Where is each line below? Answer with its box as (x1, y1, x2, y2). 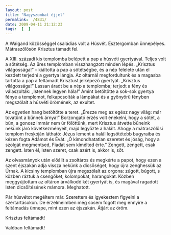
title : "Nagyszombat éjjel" (5, 12, 65, 17)
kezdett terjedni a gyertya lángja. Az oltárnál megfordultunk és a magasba (5, 72, 161, 78)
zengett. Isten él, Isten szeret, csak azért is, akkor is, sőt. (5, 147, 125, 153)
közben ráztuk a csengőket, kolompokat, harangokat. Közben (5, 173, 134, 179)
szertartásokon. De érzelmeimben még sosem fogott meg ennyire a (5, 200, 148, 206)
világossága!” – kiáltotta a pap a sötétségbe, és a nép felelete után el (5, 67, 150, 73)
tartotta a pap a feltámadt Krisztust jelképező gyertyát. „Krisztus (5, 78, 140, 84)
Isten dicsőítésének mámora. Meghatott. (5, 184, 90, 191)
